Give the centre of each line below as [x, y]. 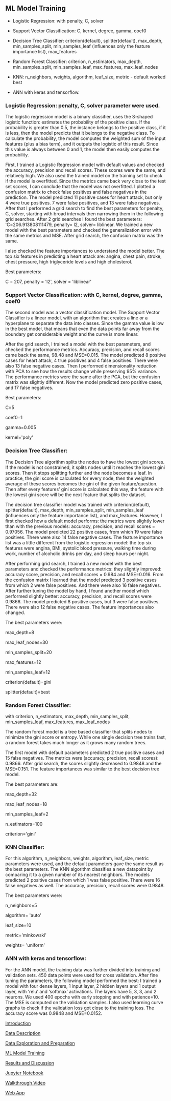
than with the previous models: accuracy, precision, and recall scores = [80, 526]
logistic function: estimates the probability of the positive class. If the [78, 122]
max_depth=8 [20, 632]
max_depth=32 [21, 794]
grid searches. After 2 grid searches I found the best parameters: [74, 219]
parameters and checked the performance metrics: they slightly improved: [83, 569]
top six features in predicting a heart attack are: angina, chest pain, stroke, [83, 256]
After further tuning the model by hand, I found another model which [77, 590]
